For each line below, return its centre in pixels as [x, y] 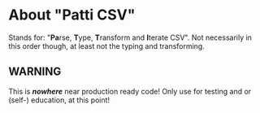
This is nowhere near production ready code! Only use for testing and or [130, 91]
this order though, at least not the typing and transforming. [106, 46]
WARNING [35, 72]
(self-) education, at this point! [59, 100]
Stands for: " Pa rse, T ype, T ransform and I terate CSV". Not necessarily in [130, 37]
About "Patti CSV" [72, 15]
